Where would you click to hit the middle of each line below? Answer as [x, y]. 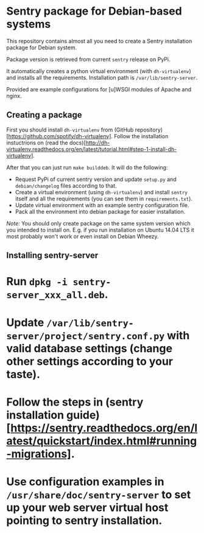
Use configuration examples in [85, 482]
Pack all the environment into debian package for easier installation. [100, 211]
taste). [23, 374]
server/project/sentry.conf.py [86, 336]
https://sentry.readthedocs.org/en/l [104, 428]
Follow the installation [141, 136]
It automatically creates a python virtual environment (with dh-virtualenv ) [99, 71]
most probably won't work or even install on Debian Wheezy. [83, 236]
